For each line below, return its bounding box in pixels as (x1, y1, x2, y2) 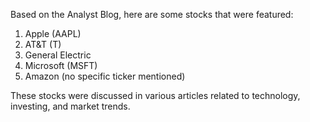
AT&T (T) (24, 39, 62, 50)
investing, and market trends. (10, 100, 131, 112)
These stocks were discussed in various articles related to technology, (10, 90, 301, 101)
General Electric (24, 49, 92, 61)
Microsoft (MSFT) (24, 60, 98, 71)
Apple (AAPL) (24, 28, 82, 39)
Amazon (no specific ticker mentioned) (24, 70, 186, 82)
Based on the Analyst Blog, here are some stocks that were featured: (10, 9, 294, 20)
